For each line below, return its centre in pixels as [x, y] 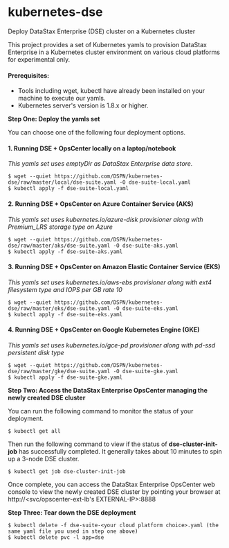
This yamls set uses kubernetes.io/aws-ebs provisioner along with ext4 [110, 282]
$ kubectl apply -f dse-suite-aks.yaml [65, 251]
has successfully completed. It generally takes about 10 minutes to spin [120, 451]
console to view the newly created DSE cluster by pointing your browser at [114, 491]
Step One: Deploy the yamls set [54, 119]
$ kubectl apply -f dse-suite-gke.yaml [65, 377]
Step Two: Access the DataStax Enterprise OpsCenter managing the [108, 390]
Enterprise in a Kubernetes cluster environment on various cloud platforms [114, 52]
